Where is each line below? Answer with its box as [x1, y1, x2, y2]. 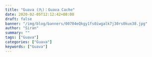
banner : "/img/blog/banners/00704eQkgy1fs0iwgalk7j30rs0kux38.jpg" [5, 21, 148, 26]
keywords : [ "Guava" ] [5, 44, 48, 49]
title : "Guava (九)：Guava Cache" [5, 7, 76, 12]
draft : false [5, 16, 32, 21]
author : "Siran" [5, 26, 39, 31]
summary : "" [5, 30, 30, 35]
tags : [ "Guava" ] [5, 35, 39, 40]
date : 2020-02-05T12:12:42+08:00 [5, 12, 75, 17]
